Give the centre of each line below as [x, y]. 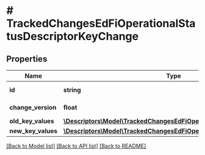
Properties [27, 59]
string [72, 90]
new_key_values [34, 131]
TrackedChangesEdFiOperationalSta [101, 23]
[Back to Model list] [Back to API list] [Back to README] [76, 146]
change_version [33, 107]
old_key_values [32, 121]
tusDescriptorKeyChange [73, 36]
